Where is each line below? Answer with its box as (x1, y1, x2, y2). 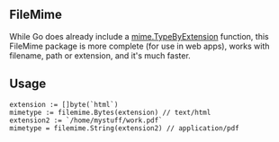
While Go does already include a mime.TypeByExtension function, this (9, 31, 269, 41)
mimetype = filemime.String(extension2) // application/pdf (9, 123, 240, 133)
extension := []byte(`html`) (9, 100, 119, 109)
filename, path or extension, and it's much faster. (9, 49, 191, 61)
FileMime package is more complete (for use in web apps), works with (9, 40, 270, 51)
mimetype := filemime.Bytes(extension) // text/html (9, 108, 211, 117)
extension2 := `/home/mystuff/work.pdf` (9, 116, 164, 125)
